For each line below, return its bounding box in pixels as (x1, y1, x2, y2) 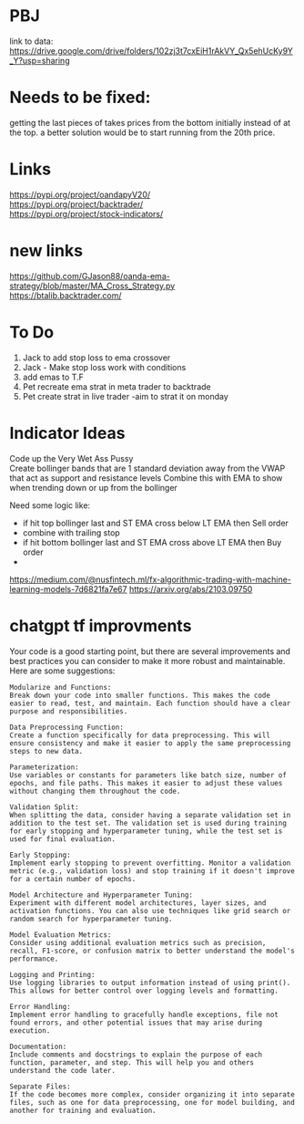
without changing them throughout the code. (9, 786, 181, 796)
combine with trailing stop (22, 526, 120, 538)
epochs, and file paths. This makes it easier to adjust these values (9, 778, 283, 787)
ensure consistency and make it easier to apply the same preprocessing (9, 738, 291, 748)
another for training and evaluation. (9, 1106, 157, 1115)
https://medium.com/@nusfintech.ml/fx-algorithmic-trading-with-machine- (9, 574, 291, 585)
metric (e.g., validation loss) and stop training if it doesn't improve (9, 866, 296, 876)
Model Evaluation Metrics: (9, 930, 112, 940)
